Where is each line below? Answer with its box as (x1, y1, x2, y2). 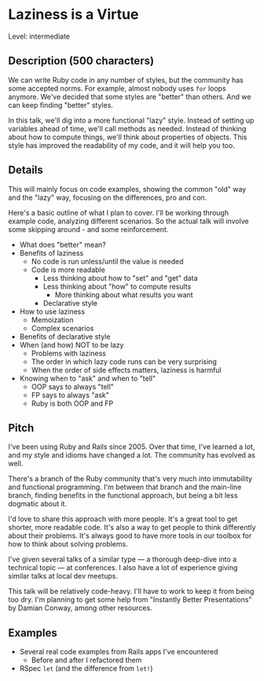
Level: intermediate (8, 31, 71, 41)
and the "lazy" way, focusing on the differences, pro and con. (8, 193, 207, 202)
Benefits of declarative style (19, 332, 111, 341)
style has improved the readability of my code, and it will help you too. (8, 140, 236, 150)
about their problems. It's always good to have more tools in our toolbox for (8, 531, 252, 540)
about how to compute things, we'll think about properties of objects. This (8, 132, 247, 142)
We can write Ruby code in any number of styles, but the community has (8, 75, 244, 84)
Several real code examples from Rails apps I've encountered (19, 647, 218, 657)
